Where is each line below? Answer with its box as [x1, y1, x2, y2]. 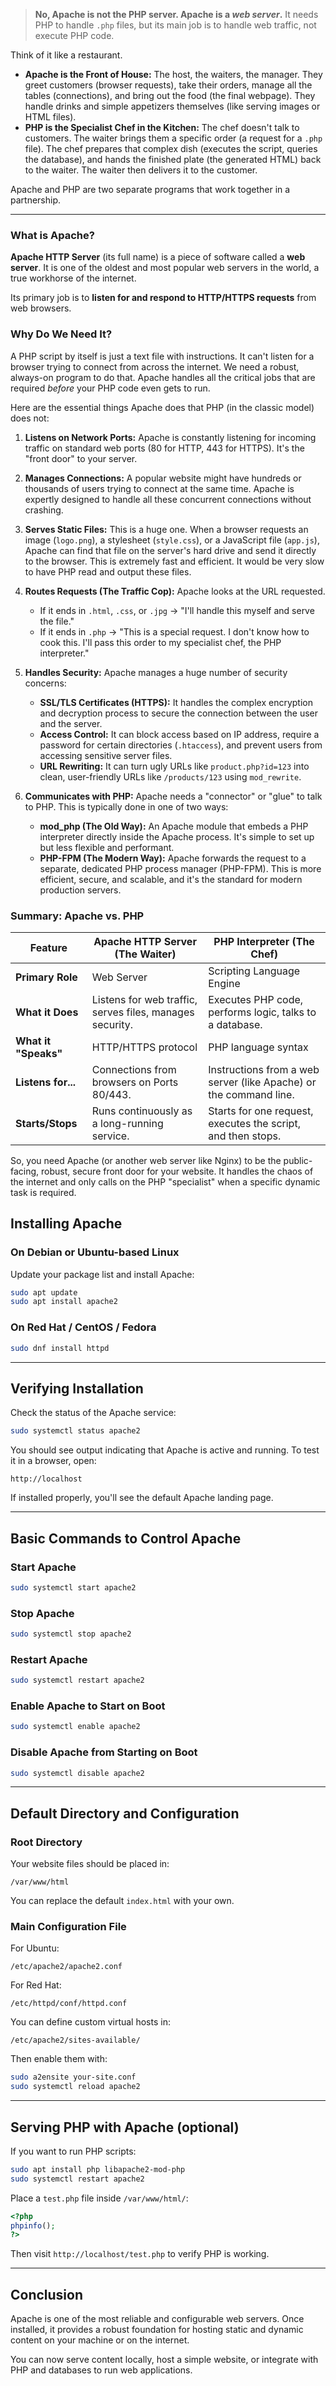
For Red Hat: [10, 1979, 62, 1991]
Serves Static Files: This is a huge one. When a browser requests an [24, 523, 309, 535]
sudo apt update [10, 1287, 78, 1298]
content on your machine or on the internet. [10, 2334, 190, 2346]
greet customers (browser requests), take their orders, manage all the [24, 79, 313, 91]
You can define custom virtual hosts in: [10, 2016, 171, 2028]
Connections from [91, 1062, 177, 1076]
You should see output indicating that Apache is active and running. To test [10, 1444, 320, 1456]
